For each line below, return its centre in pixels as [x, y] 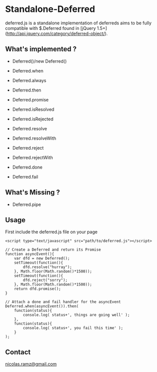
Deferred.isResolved [33, 109]
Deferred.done [27, 167]
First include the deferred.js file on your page [51, 232]
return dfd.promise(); [38, 289]
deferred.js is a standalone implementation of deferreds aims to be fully [78, 23]
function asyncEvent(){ [30, 254]
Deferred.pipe [27, 204]
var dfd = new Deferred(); [42, 259]
